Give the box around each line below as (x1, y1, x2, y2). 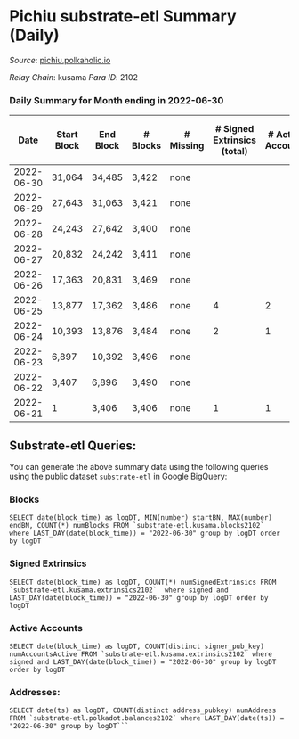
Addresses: (9, 686, 61, 698)
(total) (221, 145, 248, 158)
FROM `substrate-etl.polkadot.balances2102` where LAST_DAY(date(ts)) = (9, 714, 285, 723)
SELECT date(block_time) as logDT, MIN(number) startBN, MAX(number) (9, 513, 273, 522)
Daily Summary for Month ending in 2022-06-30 (9, 94, 224, 106)
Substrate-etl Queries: (9, 438, 137, 453)
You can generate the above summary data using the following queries (9, 462, 269, 472)
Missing (169, 140, 205, 152)
